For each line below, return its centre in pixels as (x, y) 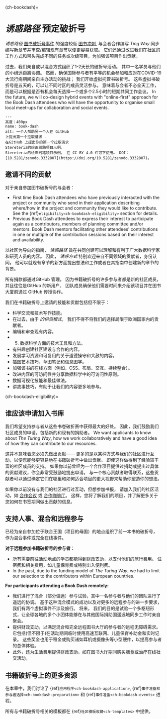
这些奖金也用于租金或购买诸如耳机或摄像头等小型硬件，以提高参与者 (92, 639)
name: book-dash (22, 126)
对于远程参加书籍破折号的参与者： (40, 548)
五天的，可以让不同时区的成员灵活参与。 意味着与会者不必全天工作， (88, 85)
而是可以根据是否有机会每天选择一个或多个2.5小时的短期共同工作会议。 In (81, 91)
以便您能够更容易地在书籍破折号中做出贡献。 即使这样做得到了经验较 (84, 460)
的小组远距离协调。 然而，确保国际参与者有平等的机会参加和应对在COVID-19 (83, 73)
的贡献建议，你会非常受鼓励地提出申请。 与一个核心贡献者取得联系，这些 (80, 472)
